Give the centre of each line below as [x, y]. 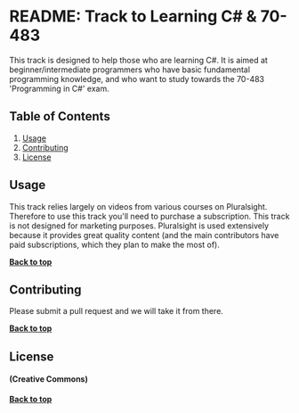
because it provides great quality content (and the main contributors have [144, 235]
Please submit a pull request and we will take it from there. [117, 311]
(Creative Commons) [49, 379]
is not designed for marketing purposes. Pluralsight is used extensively [139, 226]
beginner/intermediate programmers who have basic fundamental [130, 70]
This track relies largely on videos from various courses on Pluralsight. [138, 206]
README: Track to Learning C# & [133, 17]
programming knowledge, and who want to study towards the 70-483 [137, 78]
